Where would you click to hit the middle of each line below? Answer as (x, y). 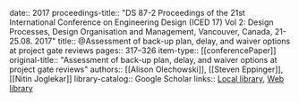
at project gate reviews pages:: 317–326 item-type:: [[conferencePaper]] (143, 51)
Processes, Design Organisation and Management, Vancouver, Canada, (141, 31)
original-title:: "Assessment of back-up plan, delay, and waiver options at (143, 60)
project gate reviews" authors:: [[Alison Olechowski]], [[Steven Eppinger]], (146, 69)
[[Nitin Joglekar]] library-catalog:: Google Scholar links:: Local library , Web (147, 78)
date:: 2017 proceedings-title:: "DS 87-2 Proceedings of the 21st (128, 13)
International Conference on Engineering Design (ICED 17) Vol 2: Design (142, 22)
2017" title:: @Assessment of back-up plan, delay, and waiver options (162, 41)
